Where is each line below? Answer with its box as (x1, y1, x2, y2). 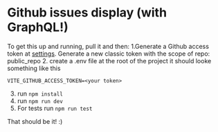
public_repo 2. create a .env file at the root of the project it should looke (7, 56, 212, 65)
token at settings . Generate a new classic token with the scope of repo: (7, 49, 210, 58)
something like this (7, 64, 61, 72)
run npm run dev (17, 96, 64, 104)
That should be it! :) (7, 117, 63, 125)
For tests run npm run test (17, 104, 93, 112)
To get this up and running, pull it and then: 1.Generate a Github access (7, 42, 210, 50)
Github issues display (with (7, 5, 167, 21)
